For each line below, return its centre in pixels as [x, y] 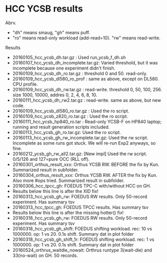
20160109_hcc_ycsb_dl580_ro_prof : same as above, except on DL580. [86, 79]
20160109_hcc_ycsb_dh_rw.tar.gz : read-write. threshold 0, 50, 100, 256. [87, 89]
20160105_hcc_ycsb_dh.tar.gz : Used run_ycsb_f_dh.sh [69, 57]
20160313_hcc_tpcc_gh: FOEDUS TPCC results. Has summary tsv [80, 207]
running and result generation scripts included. [61, 127]
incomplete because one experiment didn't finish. [64, 68]
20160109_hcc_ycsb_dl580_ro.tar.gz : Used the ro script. [71, 111]
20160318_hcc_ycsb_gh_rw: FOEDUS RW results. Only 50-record [80, 218]
